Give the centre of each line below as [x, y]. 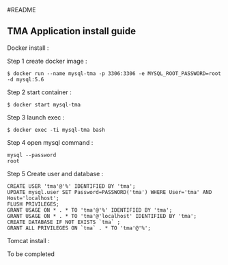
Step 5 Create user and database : [55, 173]
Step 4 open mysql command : [50, 142]
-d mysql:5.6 [26, 79]
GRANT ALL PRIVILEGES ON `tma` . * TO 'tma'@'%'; [79, 228]
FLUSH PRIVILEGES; [33, 204]
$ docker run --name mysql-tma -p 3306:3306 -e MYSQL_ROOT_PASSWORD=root [114, 73]
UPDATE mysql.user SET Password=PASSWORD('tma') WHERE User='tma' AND [110, 192]
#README [22, 10]
